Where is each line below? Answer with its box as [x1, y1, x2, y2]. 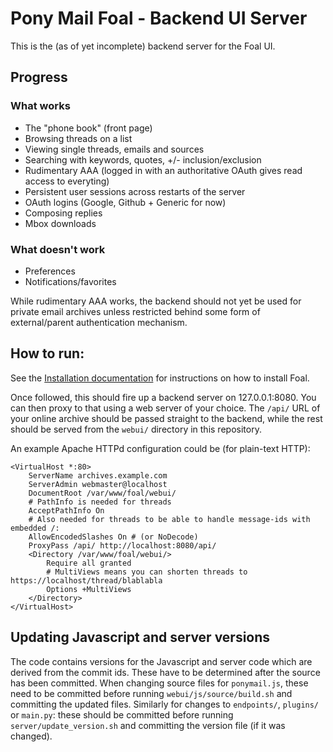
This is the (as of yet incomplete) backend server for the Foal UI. [10, 40, 276, 52]
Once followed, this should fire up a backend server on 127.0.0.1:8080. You [10, 391, 317, 403]
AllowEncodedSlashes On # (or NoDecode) [28, 532, 199, 542]
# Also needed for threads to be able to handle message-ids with [28, 514, 311, 524]
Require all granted [46, 558, 132, 568]
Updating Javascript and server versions [10, 629, 271, 646]
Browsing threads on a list [24, 132, 133, 144]
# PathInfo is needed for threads [28, 497, 172, 507]
